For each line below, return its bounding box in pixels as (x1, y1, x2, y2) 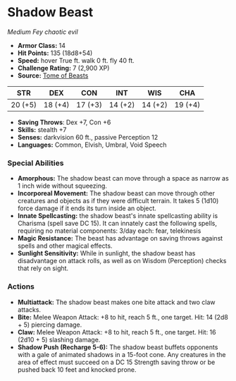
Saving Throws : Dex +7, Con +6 (17, 118, 111, 126)
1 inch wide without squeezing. (17, 181, 108, 190)
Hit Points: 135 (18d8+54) (17, 49, 93, 57)
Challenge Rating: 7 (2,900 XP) (17, 64, 110, 72)
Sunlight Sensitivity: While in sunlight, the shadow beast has (17, 249, 196, 258)
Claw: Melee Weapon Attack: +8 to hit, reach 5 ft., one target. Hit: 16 (17, 327, 216, 336)
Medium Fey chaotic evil (7, 28, 79, 36)
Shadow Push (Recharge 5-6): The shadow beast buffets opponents (17, 343, 218, 351)
